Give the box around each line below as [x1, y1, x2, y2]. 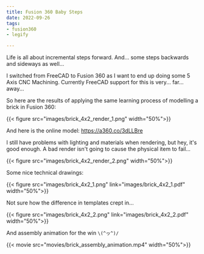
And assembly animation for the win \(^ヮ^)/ [6, 230, 119, 237]
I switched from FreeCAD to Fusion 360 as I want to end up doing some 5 [6, 72, 191, 79]
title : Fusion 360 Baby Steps [6, 9, 83, 15]
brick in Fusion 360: [6, 103, 57, 111]
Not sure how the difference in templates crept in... [6, 199, 134, 206]
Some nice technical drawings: [6, 169, 84, 176]
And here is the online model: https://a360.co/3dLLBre [6, 127, 143, 134]
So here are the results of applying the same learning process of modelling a [6, 97, 199, 104]
